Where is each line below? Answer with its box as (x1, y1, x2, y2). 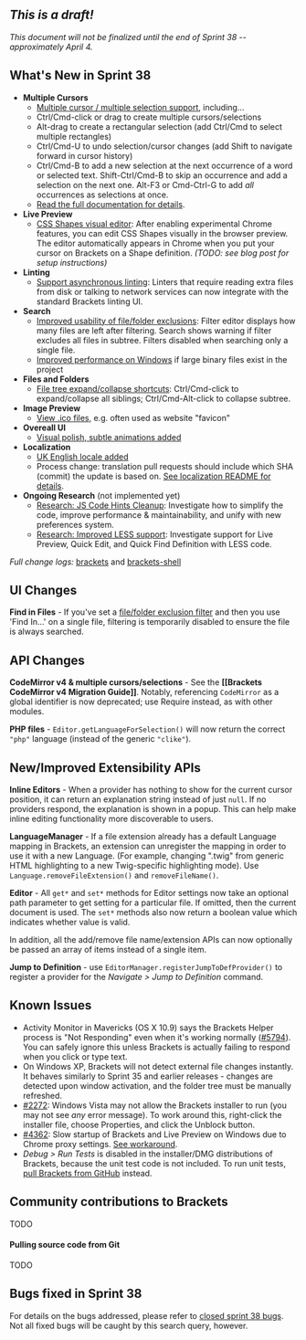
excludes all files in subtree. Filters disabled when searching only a (36, 334, 289, 345)
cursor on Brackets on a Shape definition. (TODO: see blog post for (36, 247, 290, 259)
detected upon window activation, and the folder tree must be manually (22, 1080, 292, 1091)
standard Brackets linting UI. (36, 296, 143, 307)
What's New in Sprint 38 (9, 68, 152, 83)
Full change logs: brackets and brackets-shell (9, 556, 182, 567)
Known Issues (9, 997, 92, 1013)
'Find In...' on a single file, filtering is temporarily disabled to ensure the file (9, 617, 290, 628)
